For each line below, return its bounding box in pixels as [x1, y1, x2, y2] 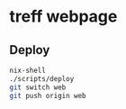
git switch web [9, 83, 67, 92]
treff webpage [9, 6, 118, 27]
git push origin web [9, 91, 87, 100]
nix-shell [9, 66, 47, 75]
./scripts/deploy [9, 74, 75, 83]
